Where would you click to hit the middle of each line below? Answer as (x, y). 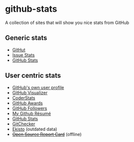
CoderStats (24, 98)
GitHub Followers (30, 108)
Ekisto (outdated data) (35, 129)
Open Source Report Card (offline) (47, 134)
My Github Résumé (31, 113)
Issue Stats (24, 55)
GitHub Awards (27, 103)
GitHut (19, 49)
